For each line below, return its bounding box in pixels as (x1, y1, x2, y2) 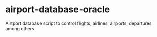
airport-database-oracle (5, 4, 110, 15)
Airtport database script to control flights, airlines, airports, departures (5, 20, 152, 26)
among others (5, 25, 34, 31)
